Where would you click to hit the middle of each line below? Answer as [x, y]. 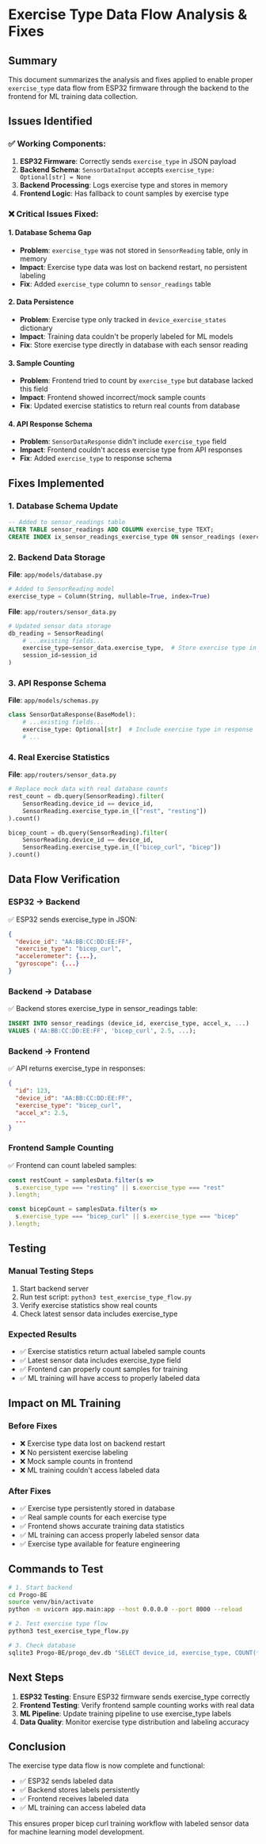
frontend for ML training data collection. [73, 96]
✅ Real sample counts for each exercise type [93, 1517]
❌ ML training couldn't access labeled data [89, 1469]
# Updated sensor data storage [60, 626]
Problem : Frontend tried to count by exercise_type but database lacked [136, 381]
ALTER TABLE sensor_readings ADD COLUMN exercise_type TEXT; [111, 529]
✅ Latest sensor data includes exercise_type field [100, 1360]
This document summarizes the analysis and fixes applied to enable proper [131, 80]
